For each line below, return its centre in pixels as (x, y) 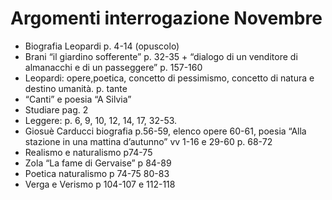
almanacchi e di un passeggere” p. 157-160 (113, 67)
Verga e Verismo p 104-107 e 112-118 (100, 184)
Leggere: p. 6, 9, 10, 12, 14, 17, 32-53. (101, 120)
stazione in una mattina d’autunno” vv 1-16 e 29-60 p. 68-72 (148, 141)
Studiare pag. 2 (56, 109)
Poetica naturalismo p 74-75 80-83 (97, 173)
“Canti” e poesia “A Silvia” (78, 99)
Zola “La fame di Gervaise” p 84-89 (98, 163)
